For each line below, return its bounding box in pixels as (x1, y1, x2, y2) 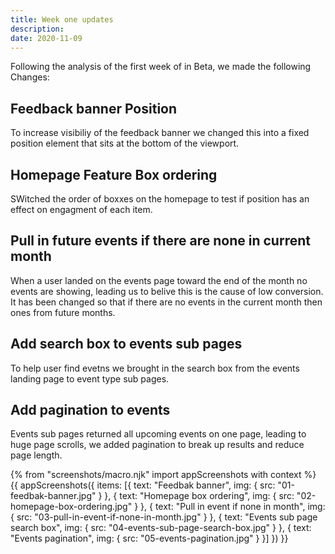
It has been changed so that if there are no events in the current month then (10, 296, 323, 308)
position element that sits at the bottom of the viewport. (10, 137, 240, 150)
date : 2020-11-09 (10, 33, 83, 43)
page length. (10, 449, 63, 461)
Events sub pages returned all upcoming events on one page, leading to (10, 428, 307, 440)
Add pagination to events (10, 402, 171, 419)
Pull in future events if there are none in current (10, 232, 311, 250)
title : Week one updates (10, 14, 114, 25)
